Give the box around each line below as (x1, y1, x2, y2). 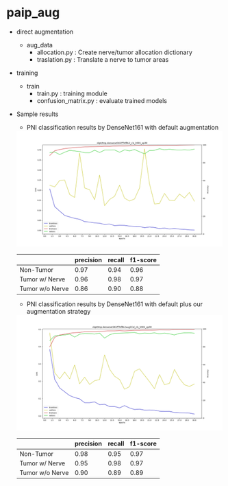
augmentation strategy (26, 307, 91, 315)
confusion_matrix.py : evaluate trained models (36, 96, 167, 104)
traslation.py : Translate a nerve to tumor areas (36, 55, 169, 63)
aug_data (26, 40, 53, 49)
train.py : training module (36, 89, 107, 97)
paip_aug (6, 5, 60, 21)
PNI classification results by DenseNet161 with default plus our (26, 300, 203, 308)
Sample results (16, 110, 59, 118)
